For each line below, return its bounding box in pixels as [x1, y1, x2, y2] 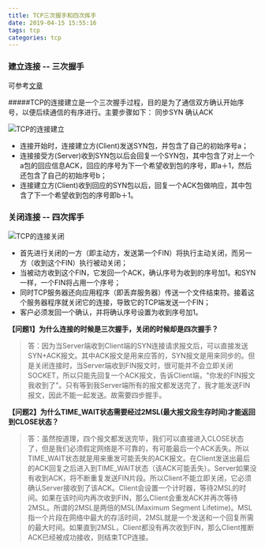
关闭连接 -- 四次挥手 [8, 212, 84, 223]
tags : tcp [8, 26, 41, 34]
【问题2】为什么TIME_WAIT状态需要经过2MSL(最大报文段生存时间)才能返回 [8, 407, 256, 416]
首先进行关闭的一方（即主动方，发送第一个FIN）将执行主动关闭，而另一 [19, 248, 252, 258]
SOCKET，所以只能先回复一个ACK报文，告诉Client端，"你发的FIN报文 [27, 370, 256, 380]
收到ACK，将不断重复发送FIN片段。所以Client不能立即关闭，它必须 [34, 473, 252, 483]
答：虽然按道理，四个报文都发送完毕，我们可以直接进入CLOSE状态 [27, 434, 244, 443]
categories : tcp [8, 33, 62, 42]
